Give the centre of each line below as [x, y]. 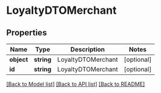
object [19, 59]
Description [88, 49]
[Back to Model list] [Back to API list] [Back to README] [76, 84]
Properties [27, 33]
